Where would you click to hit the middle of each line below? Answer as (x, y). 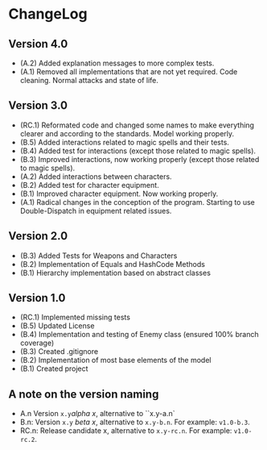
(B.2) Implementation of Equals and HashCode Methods (112, 264)
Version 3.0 (38, 106)
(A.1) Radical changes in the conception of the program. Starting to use (138, 202)
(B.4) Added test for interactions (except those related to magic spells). (138, 151)
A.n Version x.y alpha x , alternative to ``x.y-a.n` (97, 414)
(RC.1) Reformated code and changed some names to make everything (137, 125)
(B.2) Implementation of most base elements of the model (115, 360)
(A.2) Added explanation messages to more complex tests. (117, 63)
